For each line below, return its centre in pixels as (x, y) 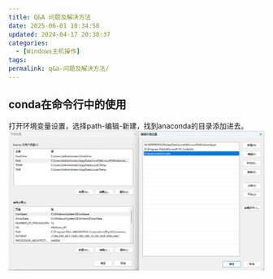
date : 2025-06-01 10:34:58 (54, 26)
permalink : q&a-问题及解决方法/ (59, 69)
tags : (17, 60)
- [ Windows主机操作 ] (48, 52)
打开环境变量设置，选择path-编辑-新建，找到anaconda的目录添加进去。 (128, 125)
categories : (28, 43)
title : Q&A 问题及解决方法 (50, 17)
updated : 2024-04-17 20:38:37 (60, 34)
